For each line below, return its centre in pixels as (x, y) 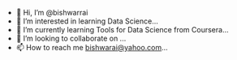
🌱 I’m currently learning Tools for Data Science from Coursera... (122, 30)
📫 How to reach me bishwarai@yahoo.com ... (92, 47)
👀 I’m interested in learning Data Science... (87, 21)
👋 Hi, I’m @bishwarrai (52, 13)
